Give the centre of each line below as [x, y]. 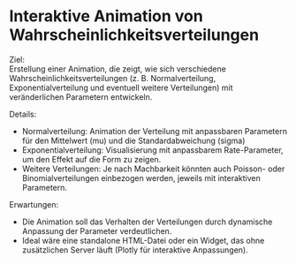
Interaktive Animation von [106, 16]
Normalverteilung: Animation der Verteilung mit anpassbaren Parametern [154, 131]
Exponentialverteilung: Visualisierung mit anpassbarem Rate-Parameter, [153, 150]
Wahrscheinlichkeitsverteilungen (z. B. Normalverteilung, [113, 78]
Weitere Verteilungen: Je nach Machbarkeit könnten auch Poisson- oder [153, 169]
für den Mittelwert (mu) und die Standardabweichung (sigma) [133, 140]
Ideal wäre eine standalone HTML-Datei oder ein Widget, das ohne [143, 240]
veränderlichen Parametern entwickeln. [81, 97]
